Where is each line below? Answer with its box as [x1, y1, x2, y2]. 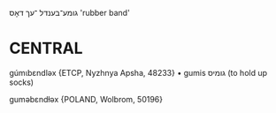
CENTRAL [9, 39, 83, 58]
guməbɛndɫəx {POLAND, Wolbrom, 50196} [9, 94, 164, 104]
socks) [9, 77, 34, 87]
